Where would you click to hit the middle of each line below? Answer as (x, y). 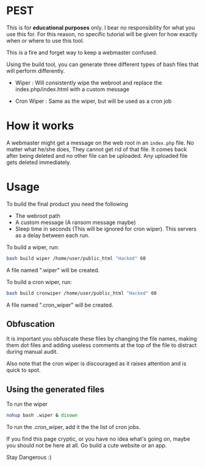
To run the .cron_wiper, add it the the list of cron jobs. (74, 427)
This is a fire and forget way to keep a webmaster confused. (82, 52)
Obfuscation (31, 324)
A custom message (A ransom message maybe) (75, 222)
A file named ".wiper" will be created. (53, 270)
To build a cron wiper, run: (39, 282)
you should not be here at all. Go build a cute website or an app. (87, 446)
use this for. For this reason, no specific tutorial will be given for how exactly (102, 34)
